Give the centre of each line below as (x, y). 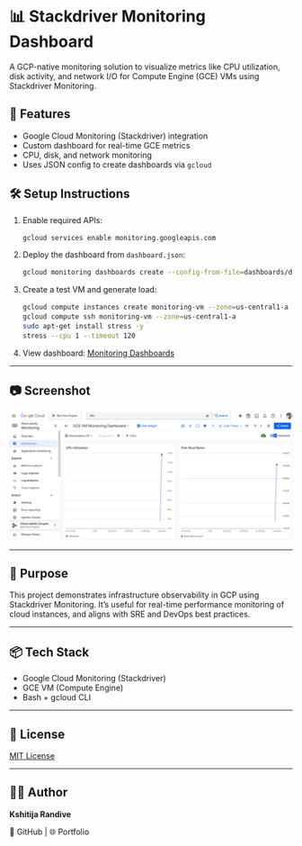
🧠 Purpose (39, 573)
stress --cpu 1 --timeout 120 (79, 336)
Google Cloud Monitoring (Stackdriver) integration (115, 136)
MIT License (32, 755)
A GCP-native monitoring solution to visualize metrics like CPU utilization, (145, 67)
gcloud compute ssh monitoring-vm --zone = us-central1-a (129, 317)
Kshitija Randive (40, 814)
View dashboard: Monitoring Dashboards (98, 353)
